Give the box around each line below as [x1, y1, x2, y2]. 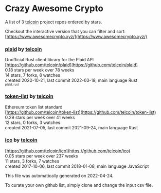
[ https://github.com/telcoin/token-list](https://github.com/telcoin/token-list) [5, 109, 157, 115]
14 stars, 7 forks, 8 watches [5, 72, 60, 78]
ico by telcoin [5, 137, 38, 143]
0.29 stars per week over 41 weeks [5, 114, 75, 120]
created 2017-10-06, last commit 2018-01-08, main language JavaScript [5, 163, 149, 169]
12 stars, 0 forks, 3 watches [5, 120, 61, 125]
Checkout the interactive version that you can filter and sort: [5, 28, 125, 34]
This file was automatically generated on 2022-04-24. [5, 173, 114, 178]
